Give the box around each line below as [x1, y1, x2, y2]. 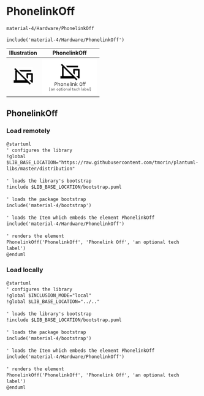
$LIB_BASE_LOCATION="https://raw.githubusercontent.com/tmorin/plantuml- [6, 159, 199, 166]
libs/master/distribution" [6, 166, 75, 172]
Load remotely [6, 126, 51, 135]
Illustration [9, 49, 38, 56]
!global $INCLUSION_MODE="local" [6, 292, 92, 299]
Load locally [6, 265, 43, 274]
